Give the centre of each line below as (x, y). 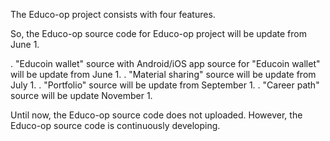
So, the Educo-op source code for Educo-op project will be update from (158, 33)
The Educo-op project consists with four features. (113, 14)
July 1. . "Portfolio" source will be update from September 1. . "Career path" (165, 85)
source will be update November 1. (81, 95)
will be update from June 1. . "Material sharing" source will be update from (163, 74)
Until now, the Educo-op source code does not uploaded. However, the (156, 115)
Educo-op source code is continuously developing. (115, 125)
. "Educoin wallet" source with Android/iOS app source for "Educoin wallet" (165, 63)
